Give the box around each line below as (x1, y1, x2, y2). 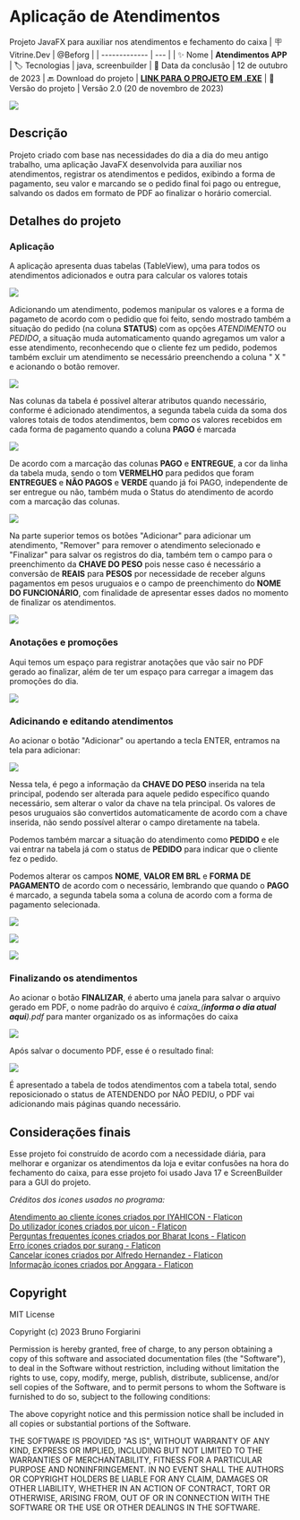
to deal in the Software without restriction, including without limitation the (9, 1362, 279, 1373)
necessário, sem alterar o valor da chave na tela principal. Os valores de (9, 798, 276, 809)
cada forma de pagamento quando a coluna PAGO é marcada (9, 424, 236, 435)
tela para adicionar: (9, 745, 81, 756)
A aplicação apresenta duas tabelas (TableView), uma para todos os (9, 261, 261, 271)
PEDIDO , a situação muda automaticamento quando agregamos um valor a (9, 333, 286, 344)
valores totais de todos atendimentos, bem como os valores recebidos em (9, 415, 283, 425)
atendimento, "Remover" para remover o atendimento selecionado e (9, 540, 261, 551)
